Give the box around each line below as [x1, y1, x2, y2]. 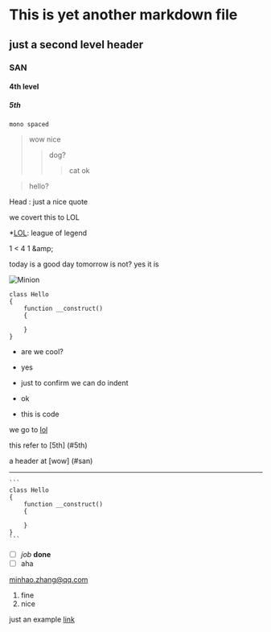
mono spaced [9, 121, 49, 129]
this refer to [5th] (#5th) [9, 440, 88, 450]
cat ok [68, 166, 90, 176]
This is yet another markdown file [9, 6, 238, 24]
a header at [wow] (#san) [9, 456, 93, 466]
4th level [9, 82, 39, 92]
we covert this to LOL [9, 213, 80, 222]
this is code [20, 409, 60, 419]
